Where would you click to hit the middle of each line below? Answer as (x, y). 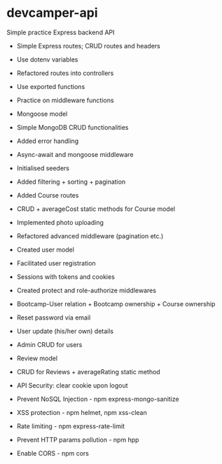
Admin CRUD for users (49, 344)
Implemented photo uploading (60, 222)
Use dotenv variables (47, 59)
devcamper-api (52, 13)
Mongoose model (42, 114)
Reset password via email (54, 318)
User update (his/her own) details (65, 331)
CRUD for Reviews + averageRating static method (88, 371)
